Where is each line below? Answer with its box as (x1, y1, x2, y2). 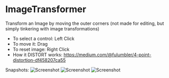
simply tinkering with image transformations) (5, 25, 100, 31)
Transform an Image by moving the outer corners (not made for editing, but (5, 20, 164, 26)
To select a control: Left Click (12, 35, 75, 42)
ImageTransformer (5, 4, 87, 15)
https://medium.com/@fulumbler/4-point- (63, 52, 152, 58)
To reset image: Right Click (12, 46, 70, 52)
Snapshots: (5, 67, 29, 73)
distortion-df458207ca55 (12, 57, 66, 63)
